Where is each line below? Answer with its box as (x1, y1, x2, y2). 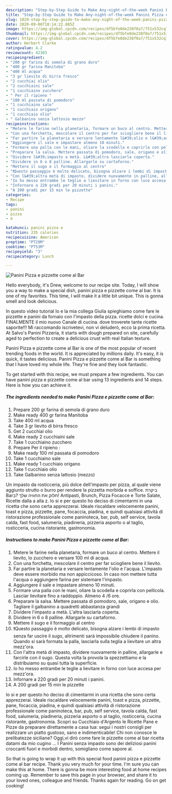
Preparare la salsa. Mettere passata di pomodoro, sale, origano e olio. (13, 598, 160, 604)
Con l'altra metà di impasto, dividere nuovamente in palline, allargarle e (13, 649, 163, 655)
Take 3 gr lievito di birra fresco (13, 423, 78, 429)
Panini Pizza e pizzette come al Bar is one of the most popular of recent (6, 345, 156, 351)
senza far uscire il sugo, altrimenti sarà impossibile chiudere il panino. (13, 633, 160, 639)
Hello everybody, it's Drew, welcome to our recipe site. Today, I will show (6, 282, 159, 288)
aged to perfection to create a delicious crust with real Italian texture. (6, 335, 151, 342)
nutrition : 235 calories (6, 230, 59, 235)
